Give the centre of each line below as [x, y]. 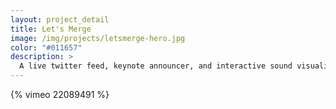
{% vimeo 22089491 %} [60, 94]
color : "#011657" [46, 47]
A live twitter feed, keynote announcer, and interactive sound [156, 66]
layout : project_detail [60, 19]
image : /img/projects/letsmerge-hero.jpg [98, 38]
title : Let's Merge [51, 29]
